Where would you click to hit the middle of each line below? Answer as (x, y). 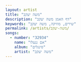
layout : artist (21, 10)
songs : (12, 33)
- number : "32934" (29, 38)
